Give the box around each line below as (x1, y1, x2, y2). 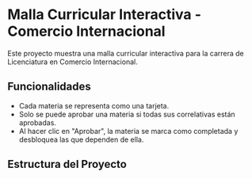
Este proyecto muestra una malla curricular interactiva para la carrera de (7, 48, 244, 58)
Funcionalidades (7, 80, 92, 93)
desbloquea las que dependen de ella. (18, 135, 144, 144)
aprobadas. (18, 117, 57, 128)
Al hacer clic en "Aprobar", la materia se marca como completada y (18, 126, 239, 135)
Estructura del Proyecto (7, 158, 128, 171)
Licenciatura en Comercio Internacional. (7, 57, 138, 67)
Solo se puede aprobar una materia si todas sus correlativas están (18, 109, 235, 119)
